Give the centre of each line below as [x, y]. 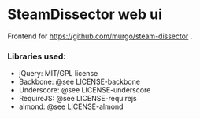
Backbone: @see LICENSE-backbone [80, 82]
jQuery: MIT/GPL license [58, 74]
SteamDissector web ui [85, 14]
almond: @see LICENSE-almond [71, 106]
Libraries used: [37, 56]
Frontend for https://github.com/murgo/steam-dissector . [100, 36]
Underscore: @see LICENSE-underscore [85, 90]
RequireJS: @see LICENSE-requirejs [78, 99]
